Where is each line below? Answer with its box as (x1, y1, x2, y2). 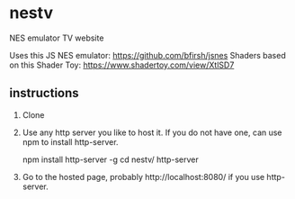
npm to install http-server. (22, 136, 119, 147)
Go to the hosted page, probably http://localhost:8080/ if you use (22, 171, 265, 182)
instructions (9, 86, 79, 101)
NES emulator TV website (9, 32, 104, 43)
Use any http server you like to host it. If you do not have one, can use (22, 127, 282, 138)
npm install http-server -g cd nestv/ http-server (22, 154, 200, 165)
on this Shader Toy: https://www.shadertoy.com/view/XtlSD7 (9, 59, 235, 70)
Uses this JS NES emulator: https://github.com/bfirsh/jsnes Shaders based (9, 50, 286, 60)
